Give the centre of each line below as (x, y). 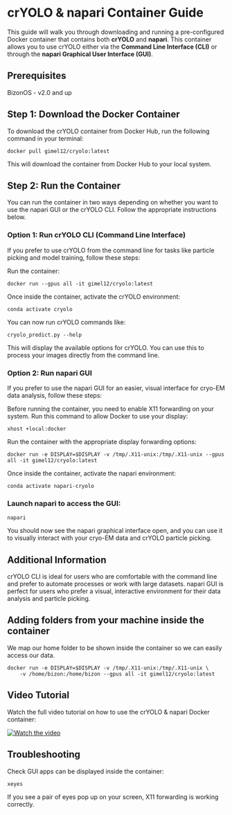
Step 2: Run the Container (64, 185)
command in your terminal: (45, 138)
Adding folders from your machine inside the (106, 621)
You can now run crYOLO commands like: (66, 322)
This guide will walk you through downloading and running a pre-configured (116, 32)
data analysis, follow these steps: (55, 395)
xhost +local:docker (37, 429)
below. (17, 217)
